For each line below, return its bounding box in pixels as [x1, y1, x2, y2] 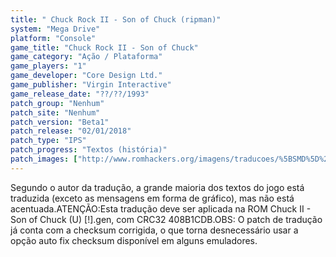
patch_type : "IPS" [10, 136, 87, 146]
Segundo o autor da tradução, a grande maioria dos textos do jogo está [10, 181, 305, 193]
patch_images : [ [10, 154, 78, 164]
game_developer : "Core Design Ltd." [10, 71, 163, 81]
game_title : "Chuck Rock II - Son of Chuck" [10, 42, 199, 53]
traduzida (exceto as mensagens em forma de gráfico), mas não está [10, 192, 295, 204]
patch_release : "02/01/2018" [10, 126, 132, 136]
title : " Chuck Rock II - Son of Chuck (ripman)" [10, 14, 222, 25]
